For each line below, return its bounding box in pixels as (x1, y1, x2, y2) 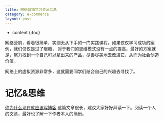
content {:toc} (12, 30, 41, 36)
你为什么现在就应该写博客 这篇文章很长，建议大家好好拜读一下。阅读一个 (5, 105, 152, 111)
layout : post (5, 16, 32, 21)
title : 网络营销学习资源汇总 (5, 7, 57, 12)
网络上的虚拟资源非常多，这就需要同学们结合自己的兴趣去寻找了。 (5, 69, 138, 74)
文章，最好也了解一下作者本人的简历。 (9, 111, 86, 117)
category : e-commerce (5, 12, 49, 17)
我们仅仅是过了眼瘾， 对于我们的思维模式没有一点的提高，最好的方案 (13, 46, 152, 52)
